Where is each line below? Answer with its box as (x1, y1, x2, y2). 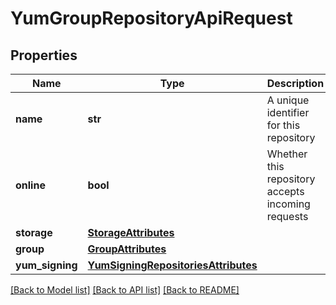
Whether (266, 147, 308, 161)
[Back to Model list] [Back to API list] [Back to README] (10, 284, 240, 296)
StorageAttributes (87, 226, 175, 239)
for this (266, 118, 301, 132)
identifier (266, 106, 310, 119)
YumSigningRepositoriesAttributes (87, 258, 258, 272)
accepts (266, 185, 305, 198)
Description (266, 77, 325, 90)
